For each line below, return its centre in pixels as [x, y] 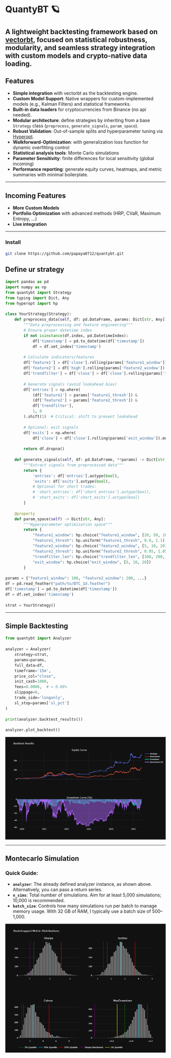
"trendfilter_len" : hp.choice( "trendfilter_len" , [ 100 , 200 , [99, 557]
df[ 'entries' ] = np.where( [52, 389]
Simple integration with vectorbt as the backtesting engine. [75, 93]
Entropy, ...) [25, 219]
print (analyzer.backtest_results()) [44, 719]
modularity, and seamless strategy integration [80, 48]
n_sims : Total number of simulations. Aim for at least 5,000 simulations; [87, 895]
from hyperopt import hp [32, 303]
